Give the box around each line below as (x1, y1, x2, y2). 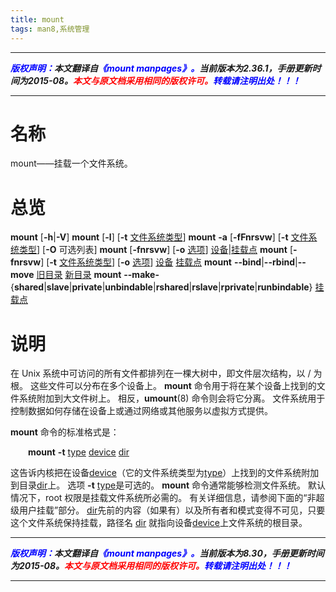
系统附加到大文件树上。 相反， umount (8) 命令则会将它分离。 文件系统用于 (18, 392, 326, 405)
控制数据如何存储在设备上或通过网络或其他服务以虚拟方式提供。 (10, 405, 273, 417)
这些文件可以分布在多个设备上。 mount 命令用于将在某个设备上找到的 (29, 380, 317, 392)
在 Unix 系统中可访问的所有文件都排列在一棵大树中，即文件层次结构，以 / (10, 367, 312, 380)
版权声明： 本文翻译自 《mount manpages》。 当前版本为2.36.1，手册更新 (10, 62, 313, 74)
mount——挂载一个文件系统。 (10, 157, 133, 170)
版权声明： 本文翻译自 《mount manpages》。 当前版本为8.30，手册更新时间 (10, 547, 325, 560)
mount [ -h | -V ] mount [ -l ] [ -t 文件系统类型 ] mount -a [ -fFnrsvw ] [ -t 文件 (10, 231, 309, 243)
